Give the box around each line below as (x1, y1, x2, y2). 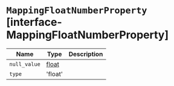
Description (68, 50, 103, 58)
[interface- (6, 16, 62, 29)
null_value (9, 61, 40, 67)
